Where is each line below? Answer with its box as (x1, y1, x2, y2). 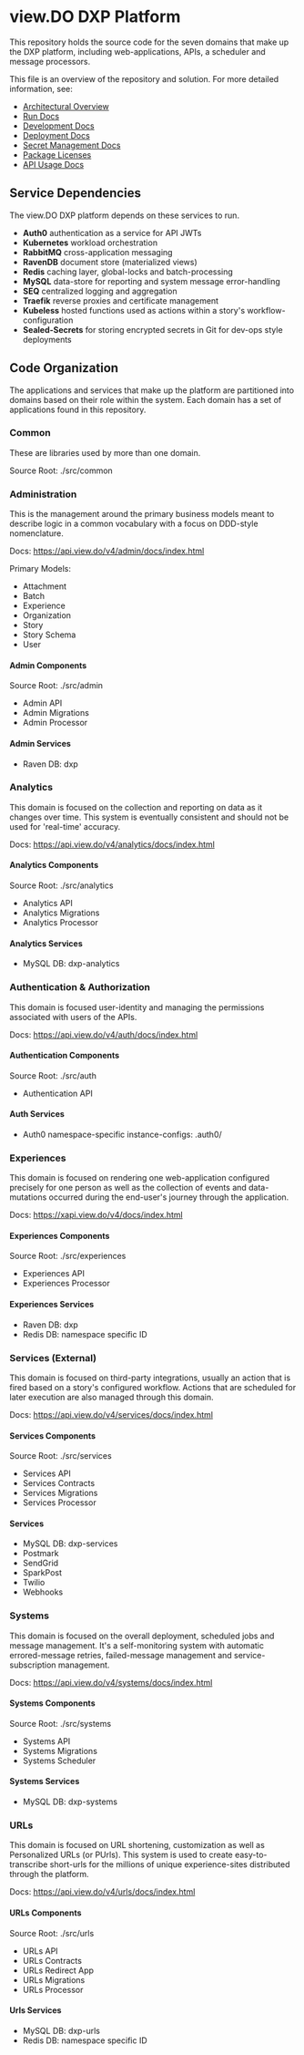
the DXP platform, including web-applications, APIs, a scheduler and (9, 46, 266, 57)
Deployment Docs (22, 129, 91, 140)
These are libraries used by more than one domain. (9, 447, 201, 458)
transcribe (9, 1859, 48, 1870)
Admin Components (9, 659, 87, 671)
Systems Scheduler (22, 1755, 96, 1766)
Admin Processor (22, 718, 88, 728)
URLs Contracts (22, 1955, 82, 1966)
